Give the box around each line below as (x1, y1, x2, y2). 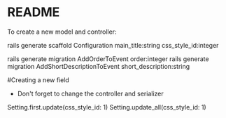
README (7, 4, 60, 20)
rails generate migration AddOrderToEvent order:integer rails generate (7, 54, 209, 63)
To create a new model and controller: (7, 27, 117, 36)
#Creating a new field (7, 75, 70, 84)
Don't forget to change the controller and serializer (17, 89, 164, 98)
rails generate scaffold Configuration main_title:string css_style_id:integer (7, 41, 219, 49)
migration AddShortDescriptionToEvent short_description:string (7, 62, 190, 70)
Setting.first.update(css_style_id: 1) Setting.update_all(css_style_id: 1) (7, 103, 206, 111)
